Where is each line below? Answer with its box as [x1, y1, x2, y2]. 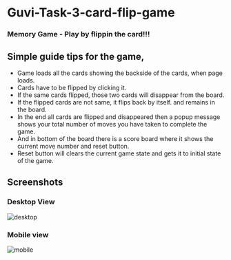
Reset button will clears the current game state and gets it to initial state [17, 149, 221, 158]
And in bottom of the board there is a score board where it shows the [17, 134, 214, 142]
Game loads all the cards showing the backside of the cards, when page [17, 69, 223, 77]
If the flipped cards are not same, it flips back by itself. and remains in [17, 98, 215, 106]
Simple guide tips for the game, [7, 50, 145, 63]
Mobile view [7, 230, 49, 239]
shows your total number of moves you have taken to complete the [17, 120, 208, 128]
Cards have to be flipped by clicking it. [17, 83, 127, 91]
